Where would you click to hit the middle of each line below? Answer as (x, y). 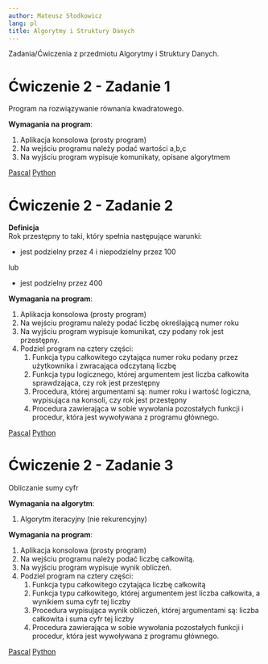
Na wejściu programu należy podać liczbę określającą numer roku (130, 323)
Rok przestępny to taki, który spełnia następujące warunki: (105, 236)
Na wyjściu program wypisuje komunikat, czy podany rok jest (122, 332)
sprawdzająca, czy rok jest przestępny (96, 383)
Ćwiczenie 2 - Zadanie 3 (91, 466)
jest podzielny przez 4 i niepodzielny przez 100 (98, 252)
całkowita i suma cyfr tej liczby (83, 619)
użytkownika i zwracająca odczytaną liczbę (104, 366)
